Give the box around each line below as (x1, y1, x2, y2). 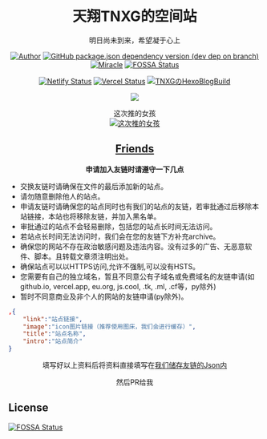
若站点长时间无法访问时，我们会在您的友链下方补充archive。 (19, 232, 220, 241)
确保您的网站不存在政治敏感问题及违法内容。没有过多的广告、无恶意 (19, 241, 245, 251)
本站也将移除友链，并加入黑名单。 (47, 211, 161, 221)
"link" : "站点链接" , (22, 315, 83, 323)
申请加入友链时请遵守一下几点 (85, 164, 184, 174)
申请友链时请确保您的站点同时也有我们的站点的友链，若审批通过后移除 (19, 201, 253, 211)
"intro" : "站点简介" (22, 337, 83, 345)
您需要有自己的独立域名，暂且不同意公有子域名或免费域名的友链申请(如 (19, 272, 255, 281)
